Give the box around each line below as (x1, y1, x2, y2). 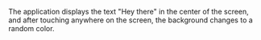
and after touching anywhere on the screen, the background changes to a (8, 15, 254, 25)
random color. (8, 24, 55, 33)
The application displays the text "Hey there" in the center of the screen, (8, 7, 250, 16)
